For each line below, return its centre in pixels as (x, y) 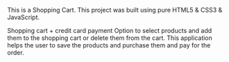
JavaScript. (24, 17)
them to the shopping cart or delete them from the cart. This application (110, 38)
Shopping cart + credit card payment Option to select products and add (110, 31)
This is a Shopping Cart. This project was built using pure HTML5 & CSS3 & (115, 10)
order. (16, 52)
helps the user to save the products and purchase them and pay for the (109, 45)
